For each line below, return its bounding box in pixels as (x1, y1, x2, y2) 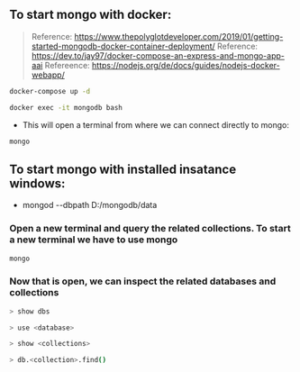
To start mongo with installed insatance (9, 161, 237, 177)
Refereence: (44, 59, 90, 70)
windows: (9, 176, 66, 191)
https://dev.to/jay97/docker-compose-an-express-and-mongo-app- (31, 50, 286, 61)
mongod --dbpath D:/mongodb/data (22, 200, 158, 211)
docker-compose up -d (9, 86, 91, 95)
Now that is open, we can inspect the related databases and (9, 275, 277, 287)
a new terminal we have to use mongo (9, 233, 178, 246)
